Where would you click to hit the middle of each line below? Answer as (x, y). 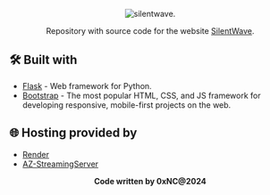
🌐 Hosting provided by (73, 133)
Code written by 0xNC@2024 (150, 181)
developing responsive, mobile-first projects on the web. (127, 105)
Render (36, 154)
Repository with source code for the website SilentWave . (150, 31)
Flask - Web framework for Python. (87, 85)
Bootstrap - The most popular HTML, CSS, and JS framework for (141, 95)
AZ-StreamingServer (60, 164)
